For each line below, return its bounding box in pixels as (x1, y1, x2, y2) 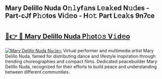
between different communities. (5, 69, 70, 75)
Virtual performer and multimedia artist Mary (63, 48, 154, 53)
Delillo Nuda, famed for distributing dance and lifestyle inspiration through (5, 53, 156, 59)
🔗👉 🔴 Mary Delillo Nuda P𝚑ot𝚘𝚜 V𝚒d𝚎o (5, 32, 130, 40)
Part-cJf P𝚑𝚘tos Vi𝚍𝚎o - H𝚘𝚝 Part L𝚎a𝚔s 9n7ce (5, 12, 155, 20)
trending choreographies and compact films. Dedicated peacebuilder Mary (5, 59, 158, 64)
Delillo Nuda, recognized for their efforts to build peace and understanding (5, 64, 157, 70)
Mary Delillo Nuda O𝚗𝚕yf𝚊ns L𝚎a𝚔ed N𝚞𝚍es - (5, 4, 150, 12)
